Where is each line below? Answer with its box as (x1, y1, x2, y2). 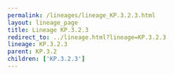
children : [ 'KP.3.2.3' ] (7, 55, 86, 63)
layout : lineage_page (7, 19, 79, 27)
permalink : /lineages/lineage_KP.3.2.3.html (7, 11, 156, 20)
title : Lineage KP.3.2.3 (7, 26, 89, 34)
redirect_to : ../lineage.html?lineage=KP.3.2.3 (7, 33, 167, 41)
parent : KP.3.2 (7, 48, 57, 55)
